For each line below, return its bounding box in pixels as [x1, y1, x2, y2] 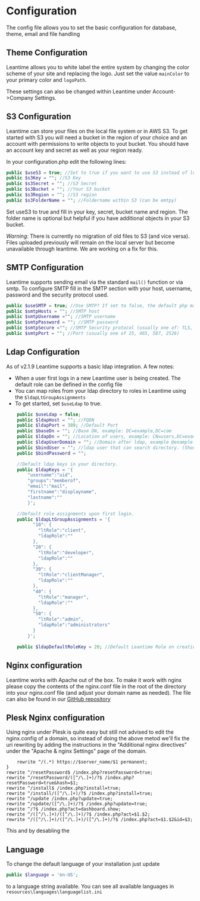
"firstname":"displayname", [27, 489, 97, 495]
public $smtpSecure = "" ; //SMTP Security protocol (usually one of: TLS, [6, 325, 193, 331]
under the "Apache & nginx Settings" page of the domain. [6, 747, 147, 755]
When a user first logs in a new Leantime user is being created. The [14, 374, 181, 381]
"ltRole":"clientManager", [37, 572, 105, 578]
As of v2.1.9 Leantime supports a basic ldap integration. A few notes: [6, 363, 174, 370]
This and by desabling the [6, 827, 70, 835]
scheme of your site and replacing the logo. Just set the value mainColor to [6, 70, 189, 77]
